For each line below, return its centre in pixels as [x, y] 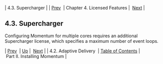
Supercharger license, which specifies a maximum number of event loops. [82, 41]
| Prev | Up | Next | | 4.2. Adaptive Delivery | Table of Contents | [72, 51]
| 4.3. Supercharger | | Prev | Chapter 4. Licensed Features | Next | [75, 8]
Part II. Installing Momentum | [36, 56]
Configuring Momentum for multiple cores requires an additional [71, 36]
